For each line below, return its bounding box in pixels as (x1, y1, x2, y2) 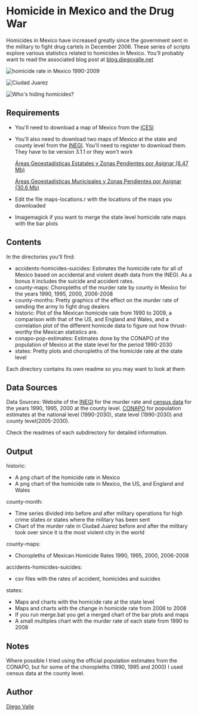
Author (6, 687, 33, 697)
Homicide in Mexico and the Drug (6, 4, 174, 18)
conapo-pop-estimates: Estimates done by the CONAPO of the (14, 334, 169, 342)
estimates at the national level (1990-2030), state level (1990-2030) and (6, 411, 183, 418)
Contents (6, 237, 42, 248)
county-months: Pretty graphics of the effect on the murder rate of (14, 296, 179, 303)
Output (6, 446, 33, 456)
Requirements (6, 108, 60, 118)
